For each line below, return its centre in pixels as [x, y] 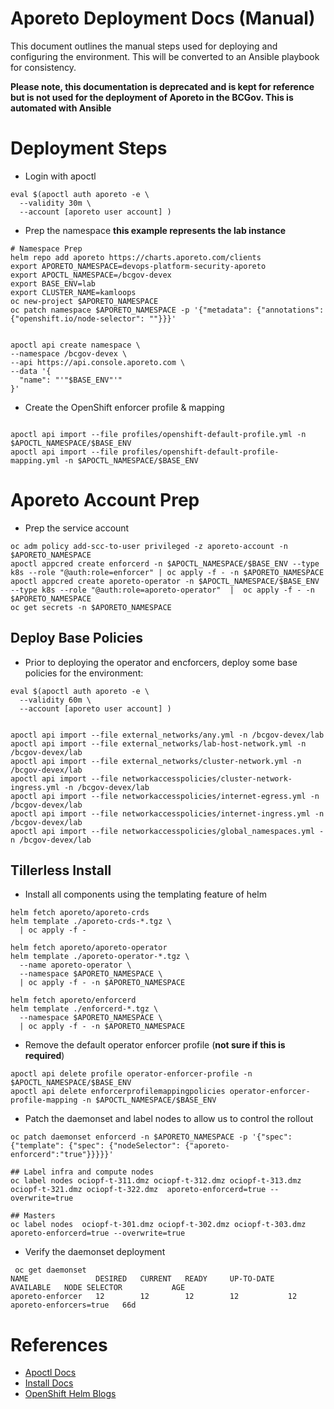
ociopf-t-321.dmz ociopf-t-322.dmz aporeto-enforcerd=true [138, 1190]
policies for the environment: [84, 673]
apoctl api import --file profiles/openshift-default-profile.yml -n [158, 434]
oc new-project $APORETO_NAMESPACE [84, 301]
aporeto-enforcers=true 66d [73, 1305]
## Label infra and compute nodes [82, 1172]
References [59, 1344]
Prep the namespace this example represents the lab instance [155, 230]
